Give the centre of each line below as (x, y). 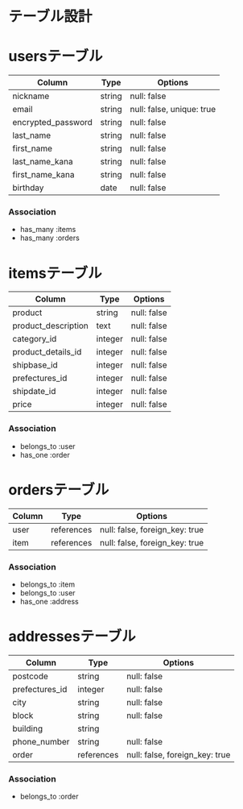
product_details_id (47, 352)
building (27, 728)
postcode (30, 676)
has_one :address (49, 601)
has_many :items (48, 230)
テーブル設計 (50, 17)
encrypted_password (52, 122)
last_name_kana (43, 162)
